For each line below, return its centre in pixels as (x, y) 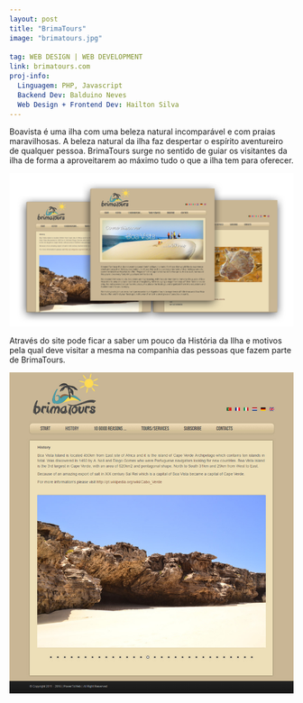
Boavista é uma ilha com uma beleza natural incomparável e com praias (142, 132)
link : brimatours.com (50, 67)
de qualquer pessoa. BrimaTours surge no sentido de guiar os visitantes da (148, 151)
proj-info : (30, 77)
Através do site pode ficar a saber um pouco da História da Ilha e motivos (146, 341)
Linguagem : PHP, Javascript (70, 86)
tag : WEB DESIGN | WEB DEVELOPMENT (76, 57)
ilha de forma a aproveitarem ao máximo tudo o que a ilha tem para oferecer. (151, 160)
